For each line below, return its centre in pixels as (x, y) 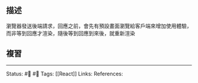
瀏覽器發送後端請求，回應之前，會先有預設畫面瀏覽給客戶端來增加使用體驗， (99, 26)
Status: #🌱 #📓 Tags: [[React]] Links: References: (65, 74)
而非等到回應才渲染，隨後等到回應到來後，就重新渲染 (71, 33)
